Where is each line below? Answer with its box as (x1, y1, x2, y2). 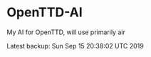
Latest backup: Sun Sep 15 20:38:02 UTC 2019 (6, 41, 144, 50)
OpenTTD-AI (6, 4, 83, 21)
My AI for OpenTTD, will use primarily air (6, 28, 125, 36)
